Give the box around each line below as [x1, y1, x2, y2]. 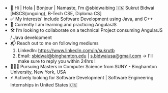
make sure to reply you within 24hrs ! [17, 58, 96, 64]
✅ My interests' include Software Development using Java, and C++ [10, 16, 154, 22]
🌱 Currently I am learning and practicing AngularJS [10, 22, 117, 27]
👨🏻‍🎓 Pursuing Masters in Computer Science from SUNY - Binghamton [10, 64, 157, 69]
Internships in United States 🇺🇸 [10, 82, 78, 88]
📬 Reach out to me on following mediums [10, 40, 99, 46]
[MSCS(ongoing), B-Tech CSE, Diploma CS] [10, 11, 102, 16]
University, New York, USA [10, 69, 66, 75]
